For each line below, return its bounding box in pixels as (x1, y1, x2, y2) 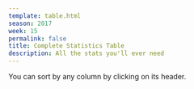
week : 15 (8, 27, 38, 35)
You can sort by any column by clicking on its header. (8, 72, 187, 81)
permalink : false (8, 34, 67, 43)
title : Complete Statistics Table (8, 42, 125, 50)
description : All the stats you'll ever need (8, 49, 164, 57)
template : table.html (8, 11, 82, 20)
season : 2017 (8, 19, 53, 28)
